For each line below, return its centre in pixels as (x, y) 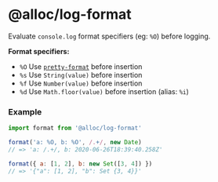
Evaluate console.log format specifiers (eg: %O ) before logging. (109, 36)
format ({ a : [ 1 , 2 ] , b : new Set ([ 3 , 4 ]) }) (80, 164)
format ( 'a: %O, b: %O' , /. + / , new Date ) (75, 143)
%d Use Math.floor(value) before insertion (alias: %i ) (104, 91)
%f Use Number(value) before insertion (81, 83)
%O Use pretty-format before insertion (81, 66)
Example (25, 111)
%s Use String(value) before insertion (81, 75)
